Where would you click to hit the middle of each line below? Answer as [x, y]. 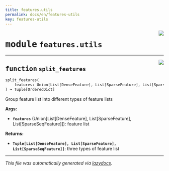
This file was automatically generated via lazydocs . [59, 163]
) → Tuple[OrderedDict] [30, 89]
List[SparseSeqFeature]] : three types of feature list [66, 148]
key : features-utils [27, 19]
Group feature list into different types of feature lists [59, 99]
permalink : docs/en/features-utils [43, 15]
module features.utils [54, 44]
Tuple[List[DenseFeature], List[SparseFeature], [64, 143]
